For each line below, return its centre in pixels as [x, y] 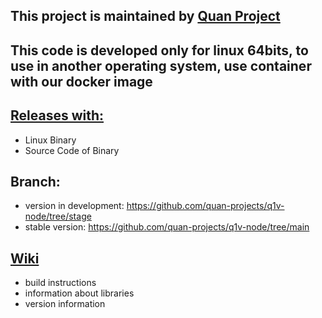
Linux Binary [50, 140]
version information [65, 304]
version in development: [74, 206]
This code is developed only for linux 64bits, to [159, 50]
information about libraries [79, 293]
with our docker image [81, 81]
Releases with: [57, 115]
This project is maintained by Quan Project [145, 16]
